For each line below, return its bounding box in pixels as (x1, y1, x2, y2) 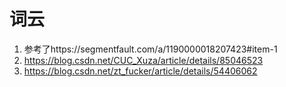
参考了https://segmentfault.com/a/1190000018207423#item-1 (23, 43, 278, 55)
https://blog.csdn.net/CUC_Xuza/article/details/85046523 (23, 54, 264, 66)
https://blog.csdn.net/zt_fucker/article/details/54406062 (23, 65, 258, 77)
